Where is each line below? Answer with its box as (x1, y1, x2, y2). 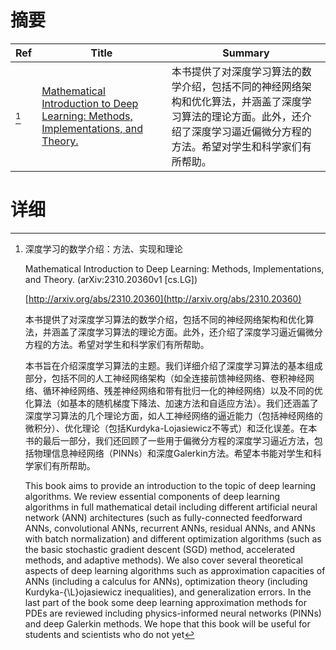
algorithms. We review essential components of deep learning (24, 490, 281, 502)
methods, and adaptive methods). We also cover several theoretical (24, 554, 304, 566)
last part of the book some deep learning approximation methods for (24, 596, 307, 608)
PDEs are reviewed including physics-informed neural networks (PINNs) (24, 607, 322, 619)
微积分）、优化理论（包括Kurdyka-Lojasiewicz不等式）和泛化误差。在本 (24, 422, 318, 434)
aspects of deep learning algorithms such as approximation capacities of (24, 564, 326, 576)
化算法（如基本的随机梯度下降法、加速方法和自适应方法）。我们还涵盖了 (24, 397, 319, 409)
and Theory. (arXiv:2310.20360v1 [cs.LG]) (24, 273, 198, 285)
